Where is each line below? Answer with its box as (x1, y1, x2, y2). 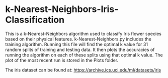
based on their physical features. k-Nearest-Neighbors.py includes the (5, 36, 152, 42)
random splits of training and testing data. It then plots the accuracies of (5, 46, 155, 52)
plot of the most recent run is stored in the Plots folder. (5, 57, 119, 63)
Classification (5, 14, 64, 25)
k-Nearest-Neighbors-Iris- (5, 3, 119, 15)
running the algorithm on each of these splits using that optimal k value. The (5, 51, 163, 58)
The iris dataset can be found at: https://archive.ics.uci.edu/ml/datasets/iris (5, 66, 161, 73)
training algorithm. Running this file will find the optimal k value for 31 (5, 41, 148, 47)
